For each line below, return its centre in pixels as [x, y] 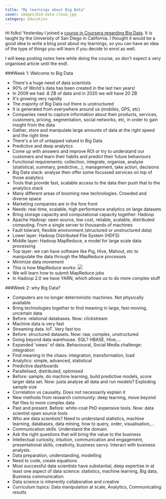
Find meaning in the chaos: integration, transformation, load [73, 355]
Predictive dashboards [35, 366]
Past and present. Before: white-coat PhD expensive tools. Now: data [83, 408]
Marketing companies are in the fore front [55, 204]
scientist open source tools [40, 413]
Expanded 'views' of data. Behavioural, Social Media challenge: [77, 345]
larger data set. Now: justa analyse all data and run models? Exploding [84, 382]
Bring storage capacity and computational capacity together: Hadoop [83, 215]
